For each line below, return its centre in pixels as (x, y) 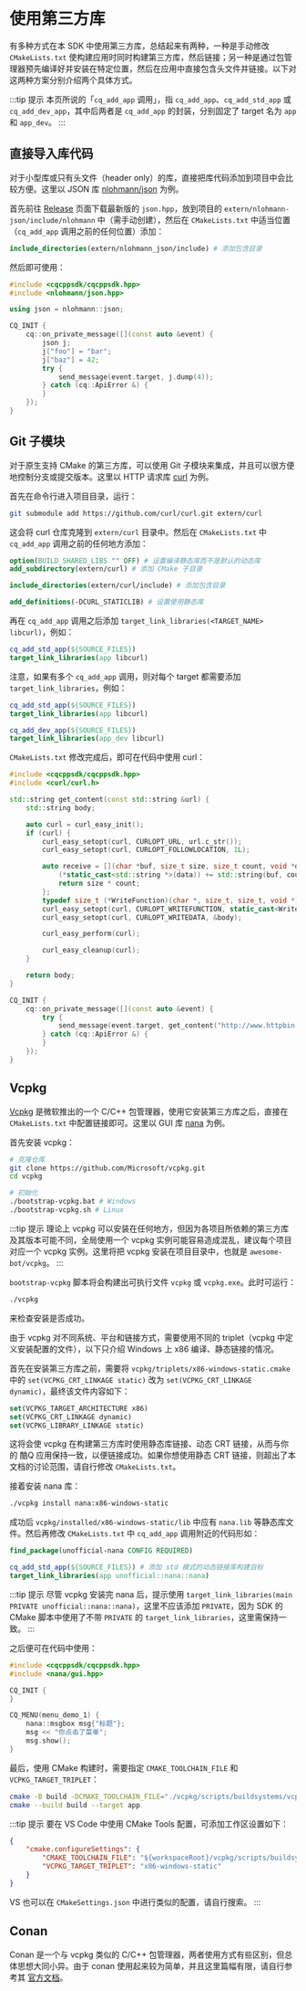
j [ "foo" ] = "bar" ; (77, 351)
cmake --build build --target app (75, 1805)
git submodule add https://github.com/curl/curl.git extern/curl (136, 513)
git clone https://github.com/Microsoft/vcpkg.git (107, 1168)
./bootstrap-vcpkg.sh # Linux (67, 1210)
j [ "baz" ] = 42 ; (71, 360)
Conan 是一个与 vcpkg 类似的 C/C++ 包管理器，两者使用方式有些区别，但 (147, 1954)
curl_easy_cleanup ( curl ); (92, 951)
